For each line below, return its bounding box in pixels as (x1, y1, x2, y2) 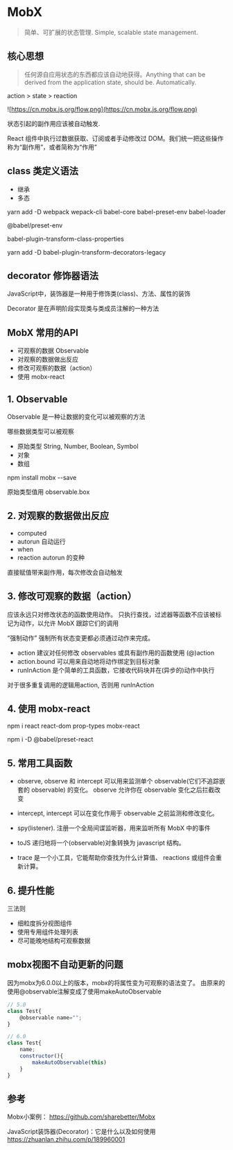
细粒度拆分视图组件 (17, 919, 73, 927)
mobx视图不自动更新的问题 (7, 959, 123, 971)
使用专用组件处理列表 (17, 928, 78, 936)
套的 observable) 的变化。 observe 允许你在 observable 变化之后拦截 (17, 785, 215, 794)
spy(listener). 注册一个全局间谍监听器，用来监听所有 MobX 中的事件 (17, 824, 211, 832)
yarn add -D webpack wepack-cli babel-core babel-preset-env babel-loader (7, 207, 226, 216)
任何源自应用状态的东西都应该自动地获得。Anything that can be (24, 70, 206, 79)
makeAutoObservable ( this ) (32, 1059, 107, 1066)
